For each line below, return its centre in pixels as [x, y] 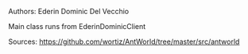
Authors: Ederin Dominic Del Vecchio [69, 11]
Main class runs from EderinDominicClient [77, 26]
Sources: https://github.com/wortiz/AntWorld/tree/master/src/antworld [124, 41]
